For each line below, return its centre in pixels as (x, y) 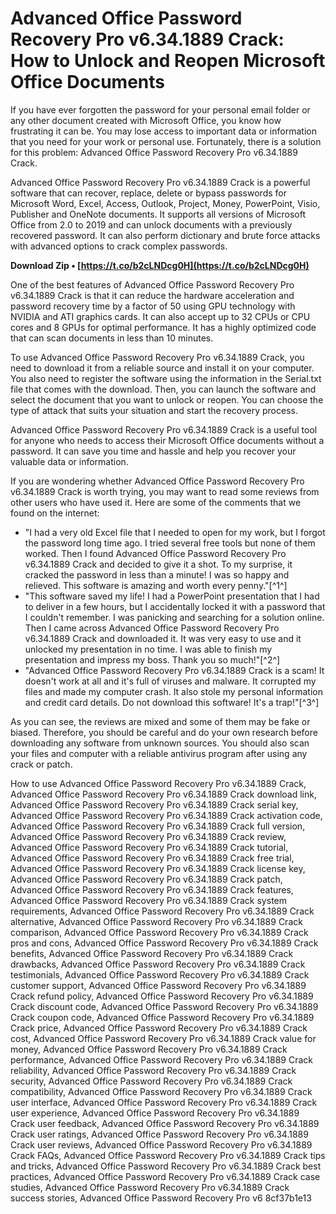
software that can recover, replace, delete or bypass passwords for (148, 193)
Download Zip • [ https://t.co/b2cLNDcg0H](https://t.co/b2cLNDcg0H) (160, 265)
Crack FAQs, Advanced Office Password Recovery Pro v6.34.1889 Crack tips (168, 1155)
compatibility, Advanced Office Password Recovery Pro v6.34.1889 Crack (161, 1091)
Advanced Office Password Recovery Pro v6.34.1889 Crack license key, (158, 868)
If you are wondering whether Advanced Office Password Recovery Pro (157, 481)
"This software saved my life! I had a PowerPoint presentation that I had (172, 596)
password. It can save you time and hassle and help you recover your (153, 451)
